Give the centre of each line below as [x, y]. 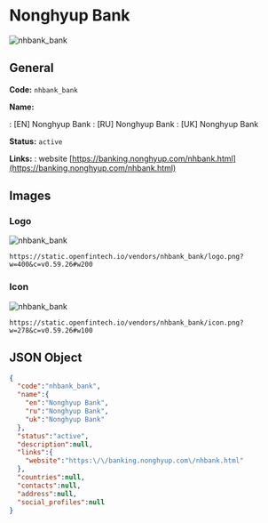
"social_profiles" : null [61, 502]
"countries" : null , [51, 478]
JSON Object [46, 358]
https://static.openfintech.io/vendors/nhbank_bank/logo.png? [126, 257]
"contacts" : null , [49, 486]
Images [30, 196]
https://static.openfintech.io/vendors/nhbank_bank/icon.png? [126, 322]
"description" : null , [55, 444]
